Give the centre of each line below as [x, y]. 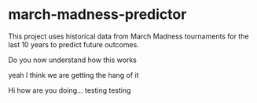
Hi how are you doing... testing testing [70, 90]
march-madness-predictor [97, 15]
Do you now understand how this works [73, 60]
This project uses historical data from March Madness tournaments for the [128, 36]
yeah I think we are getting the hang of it [73, 75]
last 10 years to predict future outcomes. [73, 44]
